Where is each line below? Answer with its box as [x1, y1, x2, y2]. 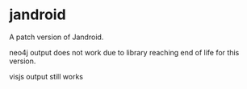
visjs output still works [9, 71, 84, 81]
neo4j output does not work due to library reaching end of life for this [9, 47, 240, 57]
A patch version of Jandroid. [9, 32, 104, 42]
